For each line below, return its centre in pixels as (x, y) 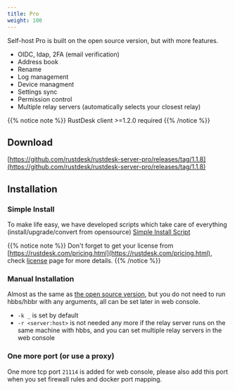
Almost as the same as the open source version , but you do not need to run (116, 294)
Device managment (46, 84)
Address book (38, 61)
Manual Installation (41, 279)
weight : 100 (25, 20)
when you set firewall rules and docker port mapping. (85, 379)
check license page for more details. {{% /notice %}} (84, 261)
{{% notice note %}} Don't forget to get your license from (90, 245)
